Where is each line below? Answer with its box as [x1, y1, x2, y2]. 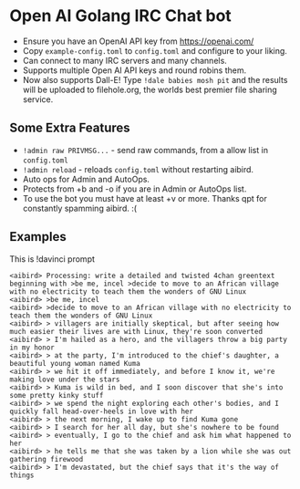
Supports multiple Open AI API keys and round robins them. [22, 65, 247, 76]
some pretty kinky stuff [9, 390, 104, 400]
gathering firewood [9, 454, 84, 463]
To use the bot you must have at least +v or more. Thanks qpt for [22, 192, 267, 203]
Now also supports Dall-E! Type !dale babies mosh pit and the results [22, 74, 288, 85]
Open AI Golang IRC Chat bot [9, 5, 233, 26]
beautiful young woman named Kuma [9, 359, 141, 368]
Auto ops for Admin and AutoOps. [22, 173, 150, 184]
